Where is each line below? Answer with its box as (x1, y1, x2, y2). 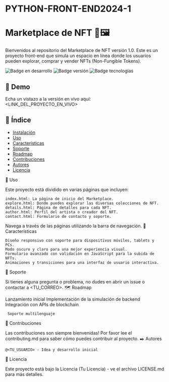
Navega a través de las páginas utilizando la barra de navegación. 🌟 (5, 223, 146, 229)
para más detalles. (5, 371, 44, 377)
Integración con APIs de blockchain (5, 301, 79, 307)
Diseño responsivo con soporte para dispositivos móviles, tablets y (5, 238, 155, 243)
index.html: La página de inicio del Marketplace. (5, 196, 114, 201)
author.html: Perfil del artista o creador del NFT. (5, 209, 119, 215)
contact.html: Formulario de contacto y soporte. (5, 214, 112, 219)
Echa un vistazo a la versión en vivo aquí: (5, 96, 91, 102)
